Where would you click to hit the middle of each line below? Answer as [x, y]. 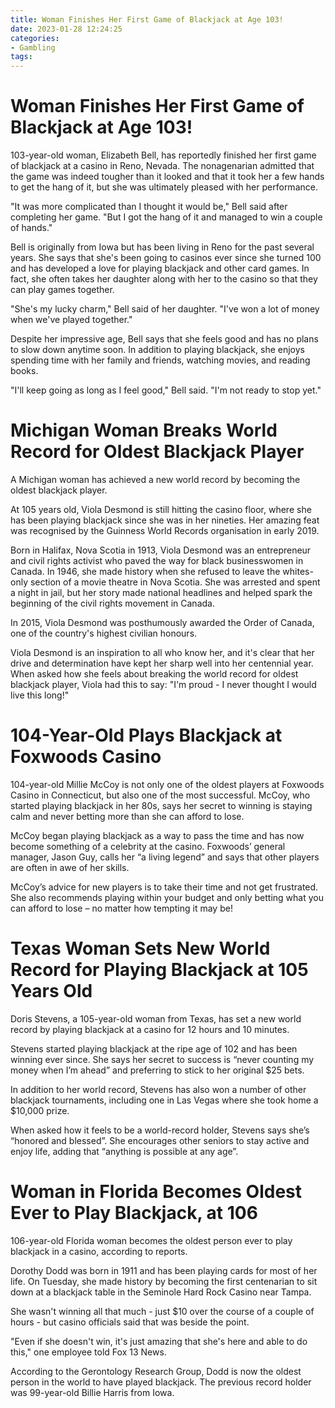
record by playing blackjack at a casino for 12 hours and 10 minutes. [150, 1029]
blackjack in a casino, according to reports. [99, 1251]
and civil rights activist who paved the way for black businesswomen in [157, 560]
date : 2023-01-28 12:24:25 [66, 29]
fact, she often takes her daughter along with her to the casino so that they [164, 279]
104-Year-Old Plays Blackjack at [146, 735]
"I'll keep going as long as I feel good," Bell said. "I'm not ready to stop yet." [166, 390]
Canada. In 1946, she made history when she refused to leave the [145, 571]
